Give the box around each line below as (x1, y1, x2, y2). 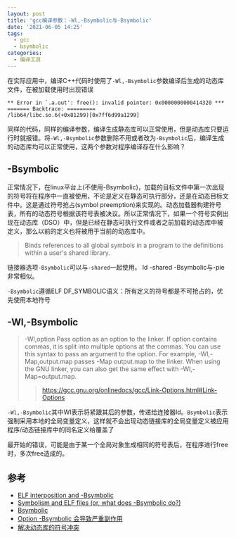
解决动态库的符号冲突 (17, 523, 79, 532)
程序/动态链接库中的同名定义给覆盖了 (7, 425, 114, 434)
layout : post (7, 10, 46, 18)
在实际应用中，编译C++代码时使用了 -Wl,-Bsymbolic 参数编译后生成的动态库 (7, 76, 224, 85)
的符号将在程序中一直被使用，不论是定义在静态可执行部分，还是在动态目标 (7, 192, 223, 200)
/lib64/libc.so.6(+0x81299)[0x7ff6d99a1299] (7, 111, 140, 118)
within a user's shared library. (24, 248, 111, 257)
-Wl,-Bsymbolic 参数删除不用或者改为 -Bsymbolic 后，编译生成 (50, 133, 225, 142)
